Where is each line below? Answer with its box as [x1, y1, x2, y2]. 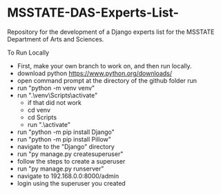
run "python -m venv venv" [17, 84, 95, 92]
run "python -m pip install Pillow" [17, 135, 112, 143]
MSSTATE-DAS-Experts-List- [7, 5, 180, 21]
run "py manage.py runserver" [17, 164, 104, 173]
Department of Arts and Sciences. [7, 35, 104, 43]
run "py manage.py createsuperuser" [17, 150, 124, 158]
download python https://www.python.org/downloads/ [17, 69, 173, 77]
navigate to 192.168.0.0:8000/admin [17, 171, 119, 180]
